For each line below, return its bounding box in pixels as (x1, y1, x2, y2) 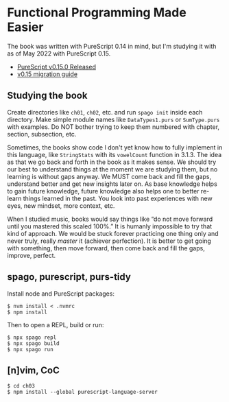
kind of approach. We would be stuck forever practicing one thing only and (7, 229, 219, 237)
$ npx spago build (7, 340, 60, 347)
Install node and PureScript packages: (7, 289, 115, 298)
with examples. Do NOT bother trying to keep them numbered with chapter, (7, 122, 220, 131)
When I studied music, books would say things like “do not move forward (7, 215, 213, 223)
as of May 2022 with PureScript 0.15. (7, 49, 111, 58)
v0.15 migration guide (16, 70, 77, 78)
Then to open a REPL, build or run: (7, 320, 104, 329)
